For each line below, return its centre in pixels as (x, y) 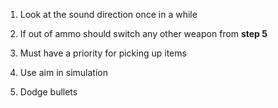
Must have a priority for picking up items (103, 53)
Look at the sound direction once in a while (108, 14)
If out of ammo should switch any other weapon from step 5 (143, 33)
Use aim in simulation (63, 72)
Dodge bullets (48, 92)
